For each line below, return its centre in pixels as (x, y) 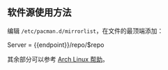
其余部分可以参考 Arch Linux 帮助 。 (58, 59)
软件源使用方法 (39, 13)
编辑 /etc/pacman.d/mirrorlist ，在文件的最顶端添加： (85, 31)
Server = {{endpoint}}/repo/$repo (56, 45)
